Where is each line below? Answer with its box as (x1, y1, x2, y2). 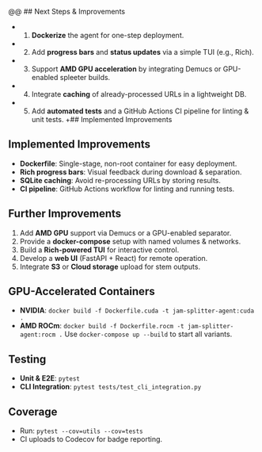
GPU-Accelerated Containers (8, 285, 156, 298)
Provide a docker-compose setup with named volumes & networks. (19, 236, 241, 246)
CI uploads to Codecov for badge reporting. (19, 435, 163, 444)
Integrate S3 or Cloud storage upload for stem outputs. (19, 262, 200, 271)
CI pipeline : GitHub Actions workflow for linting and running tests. (19, 184, 235, 193)
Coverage (8, 404, 58, 419)
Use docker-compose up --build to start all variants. (64, 329, 233, 339)
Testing (8, 352, 47, 366)
